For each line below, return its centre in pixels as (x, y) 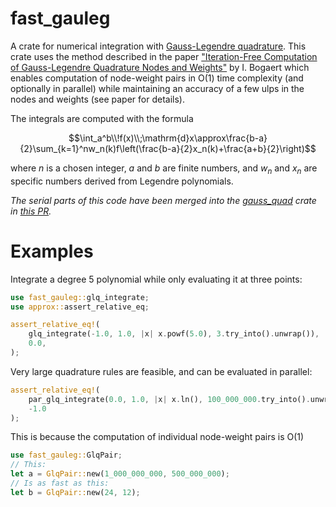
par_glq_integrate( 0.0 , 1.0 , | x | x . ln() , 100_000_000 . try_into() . (169, 399)
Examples (52, 251)
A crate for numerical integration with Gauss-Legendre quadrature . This (158, 46)
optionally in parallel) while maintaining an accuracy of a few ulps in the (157, 88)
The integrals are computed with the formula (102, 118)
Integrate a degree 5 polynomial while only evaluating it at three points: (156, 279)
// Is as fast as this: (60, 483)
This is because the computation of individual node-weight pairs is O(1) (157, 437)
